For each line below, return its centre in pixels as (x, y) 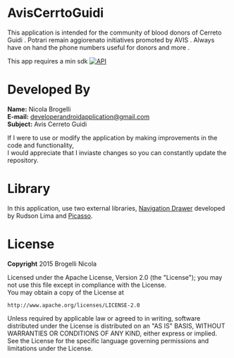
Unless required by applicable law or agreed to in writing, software (104, 318)
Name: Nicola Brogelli (39, 109)
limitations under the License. (50, 348)
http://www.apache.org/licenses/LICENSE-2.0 (74, 305)
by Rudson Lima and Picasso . (50, 216)
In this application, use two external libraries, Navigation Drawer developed (116, 208)
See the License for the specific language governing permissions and (108, 340)
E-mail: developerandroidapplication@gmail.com (79, 116)
